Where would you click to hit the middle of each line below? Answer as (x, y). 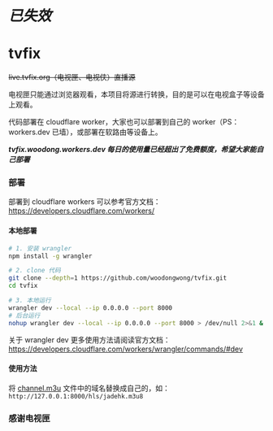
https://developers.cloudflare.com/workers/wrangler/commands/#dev (126, 349)
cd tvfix (23, 286)
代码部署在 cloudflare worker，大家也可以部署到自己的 (100, 122)
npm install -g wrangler (50, 256)
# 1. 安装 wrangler (40, 248)
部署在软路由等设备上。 (123, 132)
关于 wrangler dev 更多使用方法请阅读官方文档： (89, 340)
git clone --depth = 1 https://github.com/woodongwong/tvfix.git (118, 278)
